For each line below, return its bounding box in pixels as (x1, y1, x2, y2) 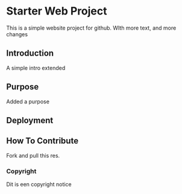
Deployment (6, 115, 54, 125)
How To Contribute (6, 136, 79, 146)
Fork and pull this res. (6, 152, 60, 159)
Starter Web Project (6, 4, 107, 18)
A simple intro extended (6, 64, 66, 71)
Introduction (6, 48, 54, 59)
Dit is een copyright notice (6, 181, 72, 188)
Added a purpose (6, 98, 50, 105)
